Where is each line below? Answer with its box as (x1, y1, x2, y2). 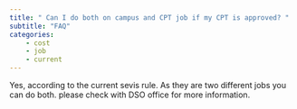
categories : (9, 30, 54, 39)
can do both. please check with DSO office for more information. (9, 89, 251, 100)
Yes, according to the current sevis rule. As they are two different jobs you (9, 80, 287, 90)
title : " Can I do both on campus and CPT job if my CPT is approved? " (9, 13, 290, 23)
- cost (25, 38, 51, 48)
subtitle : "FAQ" (9, 22, 71, 31)
